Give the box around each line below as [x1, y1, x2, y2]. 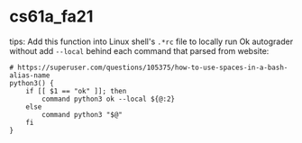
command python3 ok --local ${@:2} [41, 94, 176, 103]
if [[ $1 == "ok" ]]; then [25, 86, 127, 95]
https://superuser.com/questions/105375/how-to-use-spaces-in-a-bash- [17, 63, 288, 72]
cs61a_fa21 [9, 6, 94, 27]
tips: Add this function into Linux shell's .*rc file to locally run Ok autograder [9, 36, 294, 47]
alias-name [9, 70, 50, 80]
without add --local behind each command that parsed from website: [9, 45, 270, 56]
